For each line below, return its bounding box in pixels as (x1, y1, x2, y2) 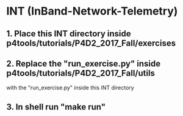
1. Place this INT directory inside (6, 29, 131, 39)
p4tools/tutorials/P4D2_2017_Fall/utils (6, 68, 156, 78)
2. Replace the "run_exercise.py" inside (6, 58, 160, 69)
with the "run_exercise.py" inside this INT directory (6, 84, 134, 92)
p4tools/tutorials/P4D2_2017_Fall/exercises (6, 38, 176, 48)
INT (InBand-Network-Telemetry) (6, 4, 178, 18)
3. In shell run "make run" (6, 101, 106, 112)
